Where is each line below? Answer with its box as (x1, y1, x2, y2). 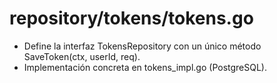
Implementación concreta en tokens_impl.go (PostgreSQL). (23, 61, 268, 73)
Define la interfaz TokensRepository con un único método (23, 40, 262, 52)
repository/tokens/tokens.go (9, 7, 254, 30)
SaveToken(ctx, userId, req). (23, 50, 141, 62)
